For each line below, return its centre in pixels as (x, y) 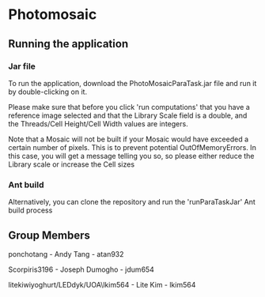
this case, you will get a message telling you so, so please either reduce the (131, 156)
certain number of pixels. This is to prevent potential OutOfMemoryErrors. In (132, 147)
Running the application (68, 44)
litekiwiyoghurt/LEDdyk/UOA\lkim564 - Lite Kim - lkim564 (102, 284)
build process (30, 210)
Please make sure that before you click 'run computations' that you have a (129, 107)
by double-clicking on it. (48, 92)
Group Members (49, 235)
